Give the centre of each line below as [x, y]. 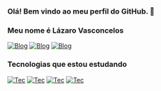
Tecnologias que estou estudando [67, 65]
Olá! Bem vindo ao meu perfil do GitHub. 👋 [81, 11]
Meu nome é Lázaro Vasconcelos [66, 30]
